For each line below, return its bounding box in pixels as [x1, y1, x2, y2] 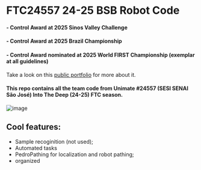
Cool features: [6, 122, 61, 132]
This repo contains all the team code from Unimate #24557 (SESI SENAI [6, 85, 188, 92]
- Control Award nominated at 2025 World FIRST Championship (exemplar [6, 51, 195, 58]
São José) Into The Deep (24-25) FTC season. [6, 91, 123, 99]
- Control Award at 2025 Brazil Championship [6, 37, 122, 45]
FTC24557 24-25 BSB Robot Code [6, 4, 180, 17]
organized [14, 157, 40, 164]
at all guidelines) [6, 58, 49, 65]
